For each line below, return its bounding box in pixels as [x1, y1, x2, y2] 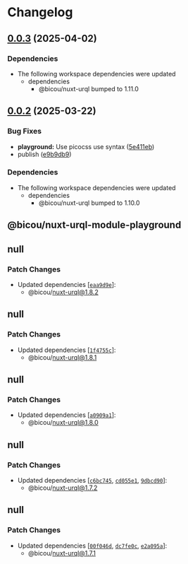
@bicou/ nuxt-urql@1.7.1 [27, 548, 96, 557]
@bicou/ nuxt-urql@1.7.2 [27, 483, 98, 492]
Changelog [7, 4, 73, 20]
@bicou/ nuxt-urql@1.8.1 [27, 353, 97, 361]
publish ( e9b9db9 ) [17, 150, 72, 158]
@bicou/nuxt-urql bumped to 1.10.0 [38, 199, 140, 207]
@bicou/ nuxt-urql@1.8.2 [27, 288, 99, 296]
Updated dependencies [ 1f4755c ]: [17, 346, 116, 354]
